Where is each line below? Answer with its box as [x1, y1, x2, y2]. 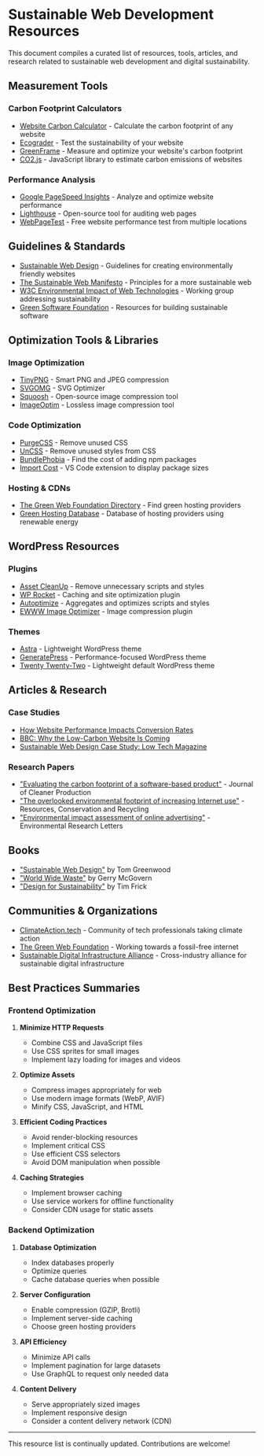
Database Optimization [19, 1242, 97, 1252]
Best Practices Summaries [8, 981, 141, 995]
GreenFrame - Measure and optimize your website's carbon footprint [19, 146, 244, 155]
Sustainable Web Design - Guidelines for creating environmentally [19, 261, 233, 270]
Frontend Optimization [8, 1005, 96, 1016]
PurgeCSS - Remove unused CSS [19, 438, 128, 447]
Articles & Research [8, 683, 108, 697]
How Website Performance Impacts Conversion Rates [19, 725, 194, 734]
